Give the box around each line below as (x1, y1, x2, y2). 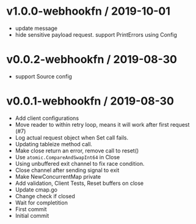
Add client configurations (15, 114, 79, 122)
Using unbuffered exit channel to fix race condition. (15, 160, 145, 167)
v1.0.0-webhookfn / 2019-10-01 (6, 4, 171, 18)
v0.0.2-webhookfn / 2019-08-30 (6, 53, 177, 67)
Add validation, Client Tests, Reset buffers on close (15, 179, 144, 187)
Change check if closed (15, 192, 75, 200)
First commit (15, 205, 47, 212)
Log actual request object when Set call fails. (15, 133, 129, 141)
